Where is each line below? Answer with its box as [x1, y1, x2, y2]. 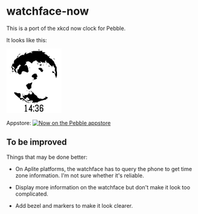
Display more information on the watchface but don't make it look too [15, 183, 191, 191]
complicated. [15, 190, 49, 197]
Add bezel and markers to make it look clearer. [15, 202, 133, 209]
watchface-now [6, 4, 89, 18]
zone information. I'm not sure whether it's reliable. [15, 172, 144, 179]
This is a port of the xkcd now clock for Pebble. [6, 25, 126, 32]
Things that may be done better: [6, 153, 88, 161]
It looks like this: [6, 36, 47, 44]
